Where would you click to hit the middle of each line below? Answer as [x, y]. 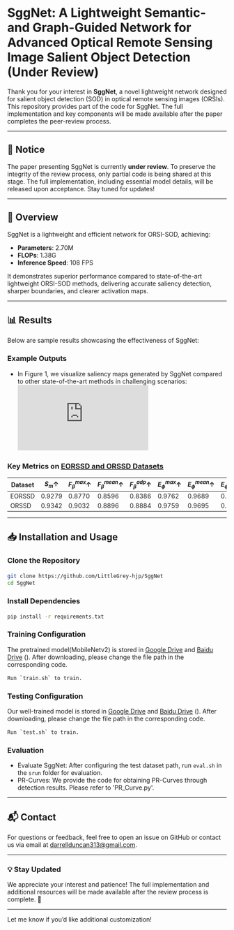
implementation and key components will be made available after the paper [115, 114]
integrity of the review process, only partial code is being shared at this [109, 174]
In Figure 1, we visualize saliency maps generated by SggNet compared [120, 374]
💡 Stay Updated [34, 869]
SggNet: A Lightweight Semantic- [107, 13]
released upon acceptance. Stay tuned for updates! [81, 189]
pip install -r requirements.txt [56, 617]
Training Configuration [46, 635]
